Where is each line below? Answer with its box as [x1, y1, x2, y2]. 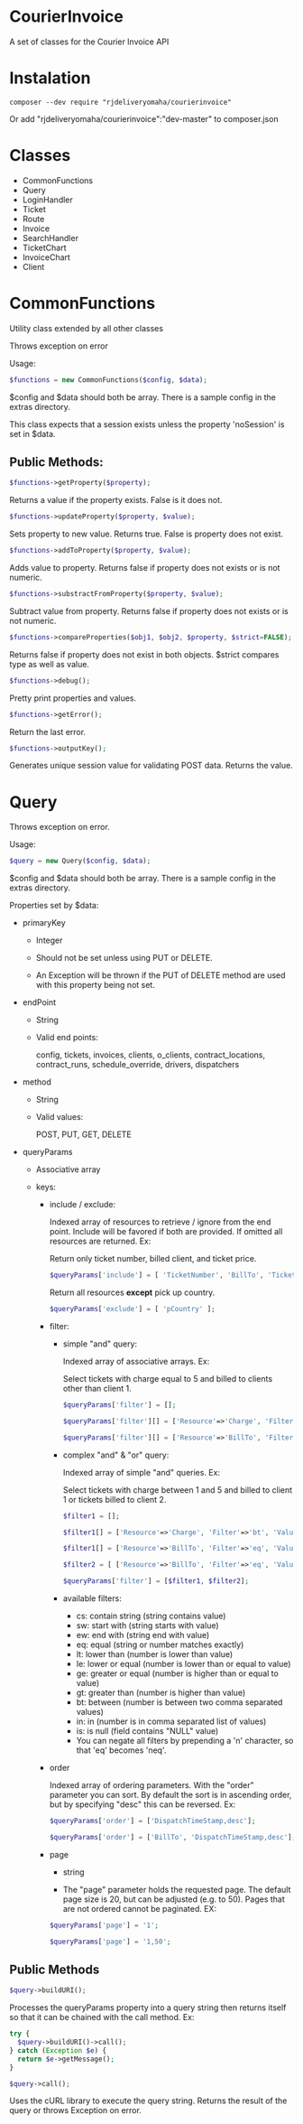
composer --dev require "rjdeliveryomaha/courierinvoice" [9, 98, 232, 107]
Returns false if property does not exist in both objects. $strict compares [9, 648, 280, 660]
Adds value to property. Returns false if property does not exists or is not [9, 563, 280, 573]
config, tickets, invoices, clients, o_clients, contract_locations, [35, 1049, 266, 1060]
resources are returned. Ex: [49, 1235, 151, 1247]
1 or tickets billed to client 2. [62, 1494, 167, 1504]
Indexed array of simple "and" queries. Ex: [62, 1467, 221, 1477]
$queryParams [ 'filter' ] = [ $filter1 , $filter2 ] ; [62, 1577, 250, 1586]
